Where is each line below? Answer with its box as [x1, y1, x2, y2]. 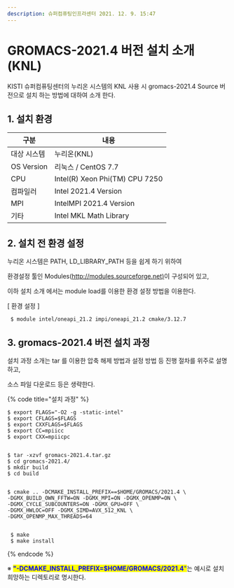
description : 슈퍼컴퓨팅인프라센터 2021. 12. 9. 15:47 [7, 10, 156, 17]
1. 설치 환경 [7, 113, 53, 125]
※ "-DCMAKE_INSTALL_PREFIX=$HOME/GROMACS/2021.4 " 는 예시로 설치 [7, 564, 224, 573]
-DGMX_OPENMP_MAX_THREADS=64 [7, 513, 92, 520]
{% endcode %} [7, 550, 54, 558]
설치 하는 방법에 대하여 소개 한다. [25, 90, 116, 99]
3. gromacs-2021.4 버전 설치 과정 [7, 337, 151, 349]
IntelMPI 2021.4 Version [54, 199, 135, 209]
